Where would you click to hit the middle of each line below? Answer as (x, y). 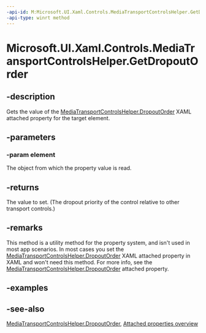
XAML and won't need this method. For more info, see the (79, 262)
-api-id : (17, 12)
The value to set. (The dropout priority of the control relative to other (93, 202)
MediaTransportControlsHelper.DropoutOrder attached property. (88, 269)
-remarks (25, 228)
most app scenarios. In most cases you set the (65, 249)
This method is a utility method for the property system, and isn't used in (98, 242)
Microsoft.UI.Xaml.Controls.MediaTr (101, 48)
